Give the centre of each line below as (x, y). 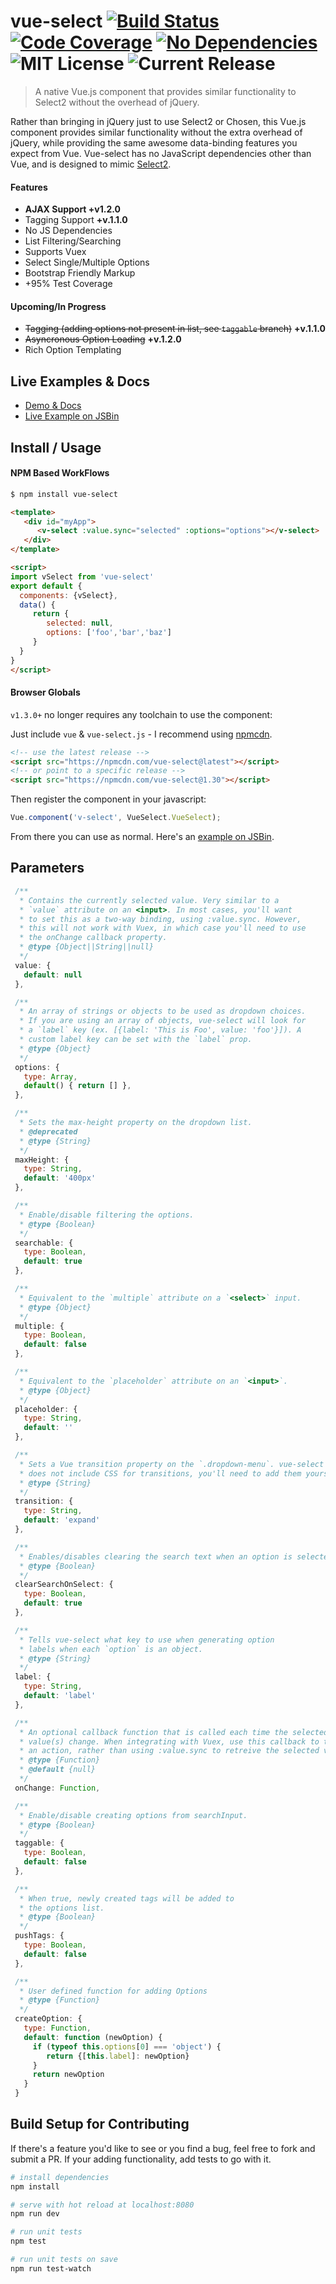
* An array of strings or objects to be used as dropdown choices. (163, 1011)
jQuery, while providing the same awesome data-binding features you (154, 142)
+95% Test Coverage (68, 284)
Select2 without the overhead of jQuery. (117, 102)
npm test (28, 2241)
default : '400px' (60, 1178)
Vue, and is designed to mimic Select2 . (91, 164)
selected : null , (80, 623)
